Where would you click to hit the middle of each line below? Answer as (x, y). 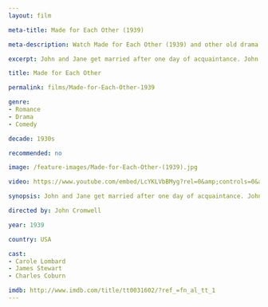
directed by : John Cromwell (55, 211)
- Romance (25, 109)
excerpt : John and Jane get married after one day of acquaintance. (124, 59)
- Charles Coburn (37, 276)
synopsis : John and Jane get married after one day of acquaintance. (126, 196)
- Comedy (23, 124)
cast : (17, 254)
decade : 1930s (32, 139)
